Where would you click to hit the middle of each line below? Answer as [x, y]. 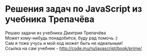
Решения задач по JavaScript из [74, 9]
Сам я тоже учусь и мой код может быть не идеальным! [64, 43]
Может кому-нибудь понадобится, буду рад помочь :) [62, 38]
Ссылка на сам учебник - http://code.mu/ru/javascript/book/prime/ [74, 48]
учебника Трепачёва [50, 19]
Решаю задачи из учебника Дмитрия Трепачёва [56, 33]
